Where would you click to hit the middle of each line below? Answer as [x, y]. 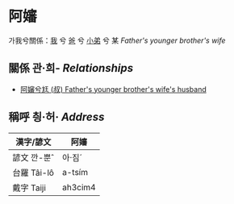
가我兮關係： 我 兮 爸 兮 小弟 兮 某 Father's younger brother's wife [117, 40]
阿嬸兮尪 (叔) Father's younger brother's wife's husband [113, 89]
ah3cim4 [79, 187]
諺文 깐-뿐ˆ [33, 157]
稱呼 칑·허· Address [56, 117]
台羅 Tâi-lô [33, 173]
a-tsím [75, 172]
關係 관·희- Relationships [71, 68]
